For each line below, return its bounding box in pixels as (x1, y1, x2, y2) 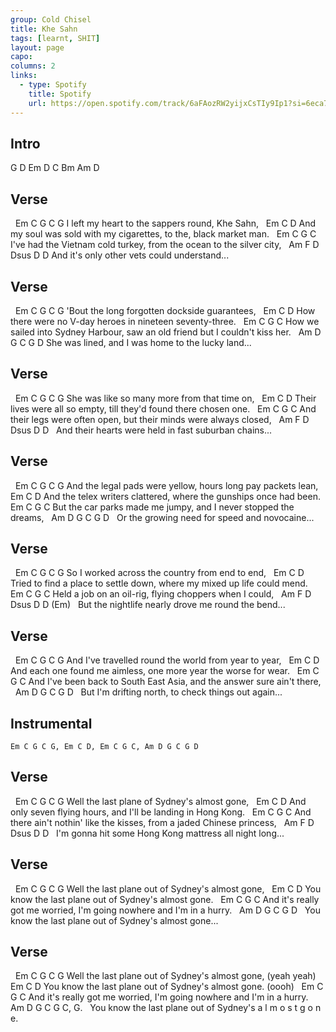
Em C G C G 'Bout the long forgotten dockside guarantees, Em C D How (14, 304, 316, 316)
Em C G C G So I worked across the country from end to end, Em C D (14, 567, 305, 579)
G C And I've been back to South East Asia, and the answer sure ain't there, (10, 676, 322, 688)
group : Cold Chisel (10, 14, 92, 25)
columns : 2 (10, 61, 56, 71)
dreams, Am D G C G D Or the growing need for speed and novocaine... (10, 511, 315, 523)
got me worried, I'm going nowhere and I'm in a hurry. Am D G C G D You (10, 904, 321, 916)
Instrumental (10, 715, 93, 732)
